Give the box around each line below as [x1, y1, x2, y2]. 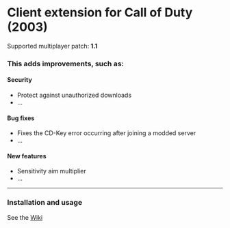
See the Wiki [7, 213, 43, 221]
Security [7, 76, 32, 84]
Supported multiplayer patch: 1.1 [7, 42, 98, 50]
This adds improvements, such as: [7, 59, 125, 68]
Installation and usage [7, 198, 83, 208]
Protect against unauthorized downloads [16, 91, 132, 100]
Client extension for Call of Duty [7, 5, 193, 20]
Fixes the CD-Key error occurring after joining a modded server [16, 129, 196, 137]
